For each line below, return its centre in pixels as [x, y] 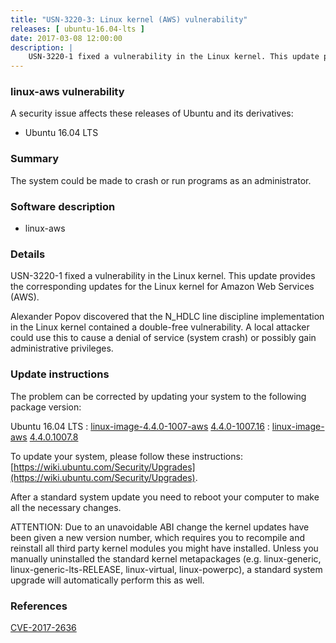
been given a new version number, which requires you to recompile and [158, 537]
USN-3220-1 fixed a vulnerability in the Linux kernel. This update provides [163, 276]
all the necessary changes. [66, 507]
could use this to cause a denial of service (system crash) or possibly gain [163, 338]
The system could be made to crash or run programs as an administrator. [161, 180]
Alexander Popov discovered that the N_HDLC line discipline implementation [167, 317]
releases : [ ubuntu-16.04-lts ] [77, 29]
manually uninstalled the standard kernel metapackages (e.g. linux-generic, [166, 558]
